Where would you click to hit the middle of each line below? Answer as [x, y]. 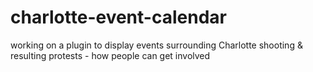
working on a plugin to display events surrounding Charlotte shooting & [156, 45]
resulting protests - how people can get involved [110, 55]
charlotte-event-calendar [118, 17]
